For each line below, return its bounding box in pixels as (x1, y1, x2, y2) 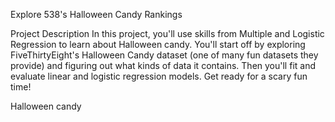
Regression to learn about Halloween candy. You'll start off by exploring (10, 39, 306, 50)
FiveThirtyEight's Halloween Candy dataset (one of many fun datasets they (10, 49, 319, 61)
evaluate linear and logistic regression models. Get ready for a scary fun (10, 70, 308, 82)
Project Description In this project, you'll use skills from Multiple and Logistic (10, 28, 325, 39)
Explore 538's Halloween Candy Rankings (10, 9, 183, 20)
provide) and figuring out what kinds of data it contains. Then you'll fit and (10, 60, 316, 71)
